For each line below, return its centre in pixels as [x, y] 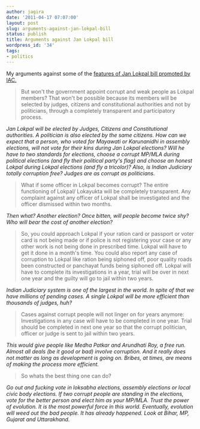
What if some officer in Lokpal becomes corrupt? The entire [95, 185]
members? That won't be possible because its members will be [99, 98]
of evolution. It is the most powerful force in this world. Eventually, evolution [100, 406]
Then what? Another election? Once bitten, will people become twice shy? [98, 215]
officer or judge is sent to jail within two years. [78, 333]
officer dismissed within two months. [66, 204]
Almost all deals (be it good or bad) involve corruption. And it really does [96, 351]
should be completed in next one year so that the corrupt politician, [104, 327]
